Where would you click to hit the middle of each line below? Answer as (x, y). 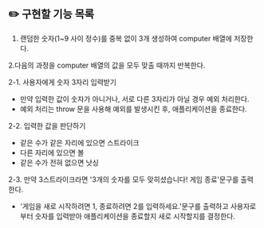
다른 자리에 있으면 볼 (52, 153)
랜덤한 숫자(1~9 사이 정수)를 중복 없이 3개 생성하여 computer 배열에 (126, 38)
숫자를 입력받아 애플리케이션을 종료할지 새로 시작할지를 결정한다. (135, 216)
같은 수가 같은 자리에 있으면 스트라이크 (79, 142)
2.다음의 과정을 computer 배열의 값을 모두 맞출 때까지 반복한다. (107, 65)
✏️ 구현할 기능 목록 (51, 14)
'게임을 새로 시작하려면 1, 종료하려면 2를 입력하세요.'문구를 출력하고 (124, 206)
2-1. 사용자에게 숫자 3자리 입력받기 (63, 82)
